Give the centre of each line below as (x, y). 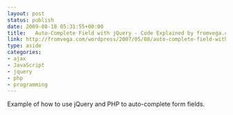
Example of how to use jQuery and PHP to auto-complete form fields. (106, 104)
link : (15, 39)
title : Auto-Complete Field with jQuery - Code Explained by (101, 33)
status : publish (31, 20)
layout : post (26, 14)
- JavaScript (26, 65)
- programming (28, 85)
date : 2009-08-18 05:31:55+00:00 (55, 26)
